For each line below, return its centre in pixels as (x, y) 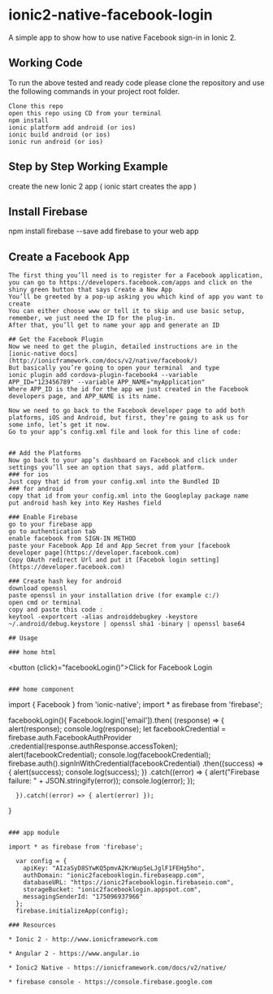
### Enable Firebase (43, 518)
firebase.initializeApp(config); (72, 911)
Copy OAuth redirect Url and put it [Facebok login (97, 560)
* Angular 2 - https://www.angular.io (74, 954)
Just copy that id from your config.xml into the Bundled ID (114, 482)
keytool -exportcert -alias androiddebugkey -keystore (103, 617)
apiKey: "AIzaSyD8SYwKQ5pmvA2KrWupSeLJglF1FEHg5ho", (114, 868)
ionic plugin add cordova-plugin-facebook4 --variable (103, 375)
